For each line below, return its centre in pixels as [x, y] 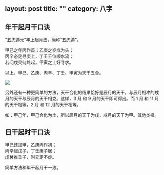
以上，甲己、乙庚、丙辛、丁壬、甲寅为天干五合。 [54, 73]
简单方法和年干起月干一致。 [33, 168]
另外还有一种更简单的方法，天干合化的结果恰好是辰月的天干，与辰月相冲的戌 [82, 93]
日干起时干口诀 [28, 132]
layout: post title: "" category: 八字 [59, 9]
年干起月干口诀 [28, 27]
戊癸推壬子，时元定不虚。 [31, 157]
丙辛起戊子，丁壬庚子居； [31, 151]
